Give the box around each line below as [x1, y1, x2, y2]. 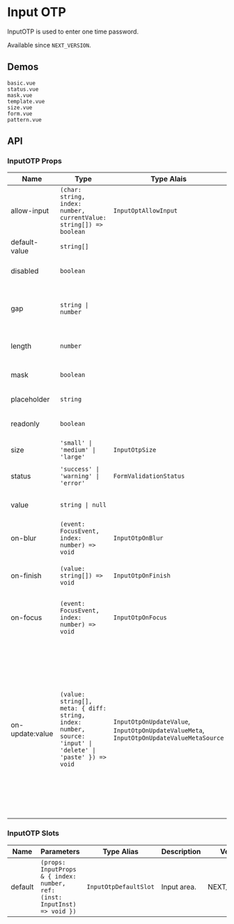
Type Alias [102, 846, 139, 856]
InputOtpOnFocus [113, 614, 167, 622]
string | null [60, 501, 107, 509]
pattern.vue [7, 116, 42, 123]
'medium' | [60, 446, 96, 454]
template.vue [7, 98, 45, 105]
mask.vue [7, 91, 33, 98]
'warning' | [60, 472, 100, 481]
